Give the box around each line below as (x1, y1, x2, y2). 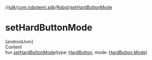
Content (5, 44, 22, 50)
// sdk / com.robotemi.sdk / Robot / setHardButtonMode (5, 5, 112, 10)
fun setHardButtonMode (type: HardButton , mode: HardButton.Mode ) (5, 49, 147, 55)
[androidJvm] (5, 38, 34, 44)
